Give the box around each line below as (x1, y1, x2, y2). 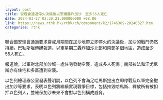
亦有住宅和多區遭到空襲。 (9, 67, 61, 73)
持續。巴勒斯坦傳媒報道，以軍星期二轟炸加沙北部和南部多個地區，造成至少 (5, 45, 154, 51)
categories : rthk (5, 25, 40, 30)
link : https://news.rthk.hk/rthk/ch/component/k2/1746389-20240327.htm (5, 20, 153, 26)
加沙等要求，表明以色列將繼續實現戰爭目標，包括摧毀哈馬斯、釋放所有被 (9, 84, 154, 89)
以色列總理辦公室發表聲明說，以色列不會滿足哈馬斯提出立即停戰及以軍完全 (5, 78, 154, 84)
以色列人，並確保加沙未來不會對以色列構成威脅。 (9, 90, 107, 96)
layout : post (5, 7, 32, 12)
